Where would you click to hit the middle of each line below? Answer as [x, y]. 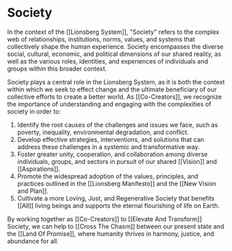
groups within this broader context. [57, 68]
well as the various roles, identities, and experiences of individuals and [108, 61]
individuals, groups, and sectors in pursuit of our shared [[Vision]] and [117, 161]
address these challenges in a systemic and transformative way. [108, 147]
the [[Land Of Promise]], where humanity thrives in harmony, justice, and [110, 234]
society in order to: [34, 111]
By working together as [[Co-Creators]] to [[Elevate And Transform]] [105, 219]
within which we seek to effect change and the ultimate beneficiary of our [112, 89]
